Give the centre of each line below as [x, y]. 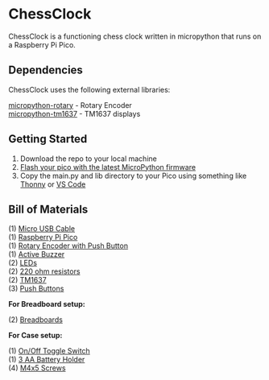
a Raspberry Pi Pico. [42, 44]
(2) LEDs [23, 263]
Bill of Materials [48, 209]
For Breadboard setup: [47, 304]
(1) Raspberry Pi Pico [43, 237]
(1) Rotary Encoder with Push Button [68, 246]
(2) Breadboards [35, 320]
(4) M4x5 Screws [37, 368]
